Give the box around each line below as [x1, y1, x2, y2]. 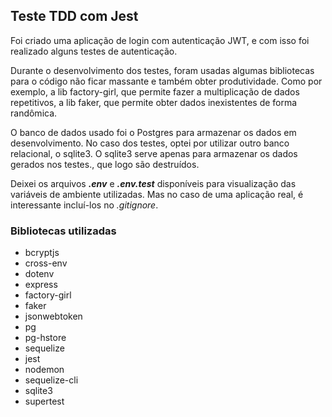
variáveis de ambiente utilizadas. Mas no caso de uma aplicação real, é [10, 188, 304, 200]
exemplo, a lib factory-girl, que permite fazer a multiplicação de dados [10, 85, 300, 98]
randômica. [10, 107, 58, 119]
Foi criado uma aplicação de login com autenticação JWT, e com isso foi [10, 34, 310, 46]
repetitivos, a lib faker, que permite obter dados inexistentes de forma [10, 96, 298, 108]
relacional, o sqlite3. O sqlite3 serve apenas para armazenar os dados [10, 147, 298, 159]
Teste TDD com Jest [10, 8, 139, 25]
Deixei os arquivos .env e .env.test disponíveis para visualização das [10, 177, 297, 189]
